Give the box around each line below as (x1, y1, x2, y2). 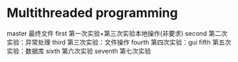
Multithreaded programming (6, 5, 178, 21)
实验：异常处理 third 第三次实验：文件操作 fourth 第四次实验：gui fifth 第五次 (6, 37, 232, 46)
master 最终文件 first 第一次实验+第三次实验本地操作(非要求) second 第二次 (6, 29, 228, 37)
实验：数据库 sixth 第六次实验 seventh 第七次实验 (6, 46, 151, 55)
